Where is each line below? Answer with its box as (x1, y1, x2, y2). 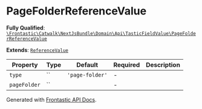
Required (113, 60, 140, 69)
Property (11, 60, 38, 69)
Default (76, 60, 99, 69)
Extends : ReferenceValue (6, 46, 68, 54)
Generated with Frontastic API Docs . (6, 96, 97, 103)
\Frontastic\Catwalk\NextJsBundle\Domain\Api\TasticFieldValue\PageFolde (6, 30, 197, 37)
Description (146, 60, 180, 69)
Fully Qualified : (6, 24, 45, 31)
